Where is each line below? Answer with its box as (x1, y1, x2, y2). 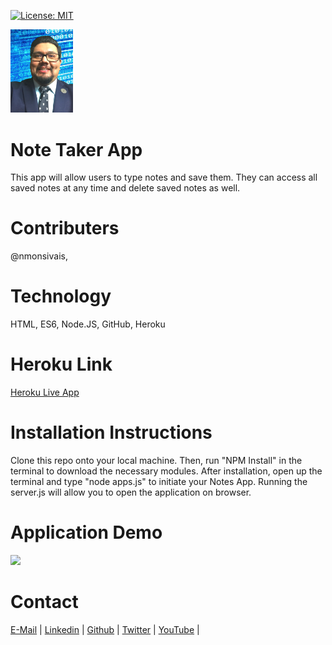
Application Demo (10, 521, 163, 544)
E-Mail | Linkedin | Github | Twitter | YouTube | (10, 623, 200, 635)
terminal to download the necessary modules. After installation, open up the (10, 465, 323, 477)
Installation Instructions (10, 421, 213, 444)
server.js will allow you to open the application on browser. (10, 486, 252, 499)
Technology (10, 285, 112, 308)
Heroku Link (10, 353, 113, 376)
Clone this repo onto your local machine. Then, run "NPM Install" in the (10, 455, 303, 467)
